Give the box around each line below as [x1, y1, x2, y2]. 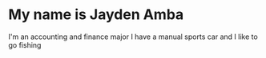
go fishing [8, 40, 42, 49]
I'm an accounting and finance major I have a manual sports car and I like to [8, 32, 258, 41]
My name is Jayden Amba [8, 6, 184, 24]
